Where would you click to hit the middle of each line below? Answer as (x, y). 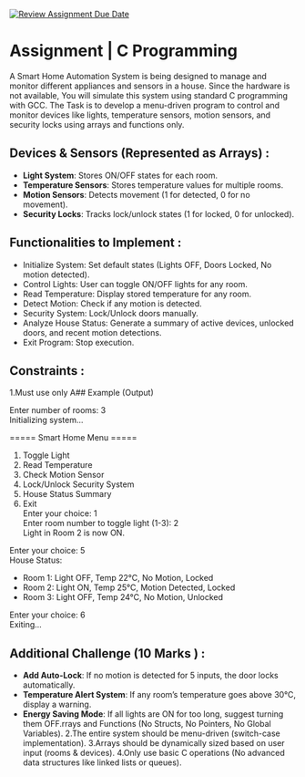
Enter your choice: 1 (60, 513)
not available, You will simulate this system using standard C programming (149, 95)
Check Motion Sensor (63, 475)
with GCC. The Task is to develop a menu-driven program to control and (145, 105)
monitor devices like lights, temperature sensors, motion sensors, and (140, 115)
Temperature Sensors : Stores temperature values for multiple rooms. (153, 185)
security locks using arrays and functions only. (97, 124)
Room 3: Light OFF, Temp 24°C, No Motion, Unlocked (123, 597)
